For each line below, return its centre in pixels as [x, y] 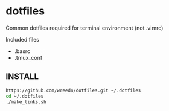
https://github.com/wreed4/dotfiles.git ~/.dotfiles [73, 90]
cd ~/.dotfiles [25, 96]
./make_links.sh [26, 102]
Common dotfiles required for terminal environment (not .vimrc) [84, 28]
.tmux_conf [28, 57]
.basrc [22, 51]
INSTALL [22, 77]
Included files [23, 39]
